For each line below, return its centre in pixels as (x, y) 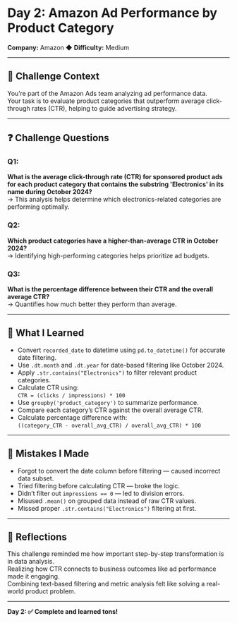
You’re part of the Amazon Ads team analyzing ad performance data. (108, 93)
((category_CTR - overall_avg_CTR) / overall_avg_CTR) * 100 (109, 425)
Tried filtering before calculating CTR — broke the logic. (98, 485)
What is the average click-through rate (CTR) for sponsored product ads (115, 177)
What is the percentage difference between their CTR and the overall (110, 289)
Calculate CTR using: (48, 387)
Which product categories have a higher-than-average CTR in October (113, 241)
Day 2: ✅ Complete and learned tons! (63, 612)
